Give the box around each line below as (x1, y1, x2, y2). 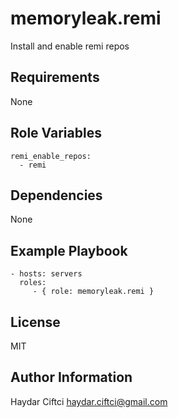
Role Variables (10, 125, 102, 142)
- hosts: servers (10, 269, 83, 279)
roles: (19, 278, 47, 288)
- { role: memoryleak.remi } (32, 287, 155, 297)
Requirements (10, 69, 100, 86)
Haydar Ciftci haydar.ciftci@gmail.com (10, 395, 168, 407)
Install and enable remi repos (10, 40, 130, 52)
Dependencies (10, 187, 103, 204)
